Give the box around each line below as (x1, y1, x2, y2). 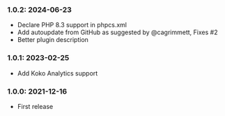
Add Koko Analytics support (17, 68, 98, 78)
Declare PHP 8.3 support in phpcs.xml (17, 21, 127, 29)
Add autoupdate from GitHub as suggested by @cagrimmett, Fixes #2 (17, 28, 218, 36)
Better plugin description (17, 36, 89, 44)
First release (17, 102, 54, 110)
